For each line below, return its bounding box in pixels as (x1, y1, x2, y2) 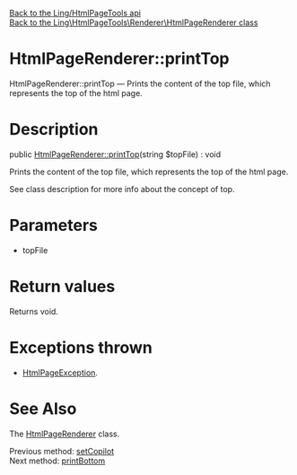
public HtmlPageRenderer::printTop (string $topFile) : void (9, 148, 222, 160)
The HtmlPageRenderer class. (9, 428, 120, 439)
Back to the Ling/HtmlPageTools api (9, 8, 142, 18)
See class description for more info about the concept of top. (9, 183, 235, 194)
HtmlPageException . (22, 367, 99, 378)
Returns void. (9, 305, 58, 317)
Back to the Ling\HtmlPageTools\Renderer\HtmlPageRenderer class (9, 17, 258, 28)
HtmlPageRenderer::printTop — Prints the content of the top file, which (9, 78, 271, 89)
